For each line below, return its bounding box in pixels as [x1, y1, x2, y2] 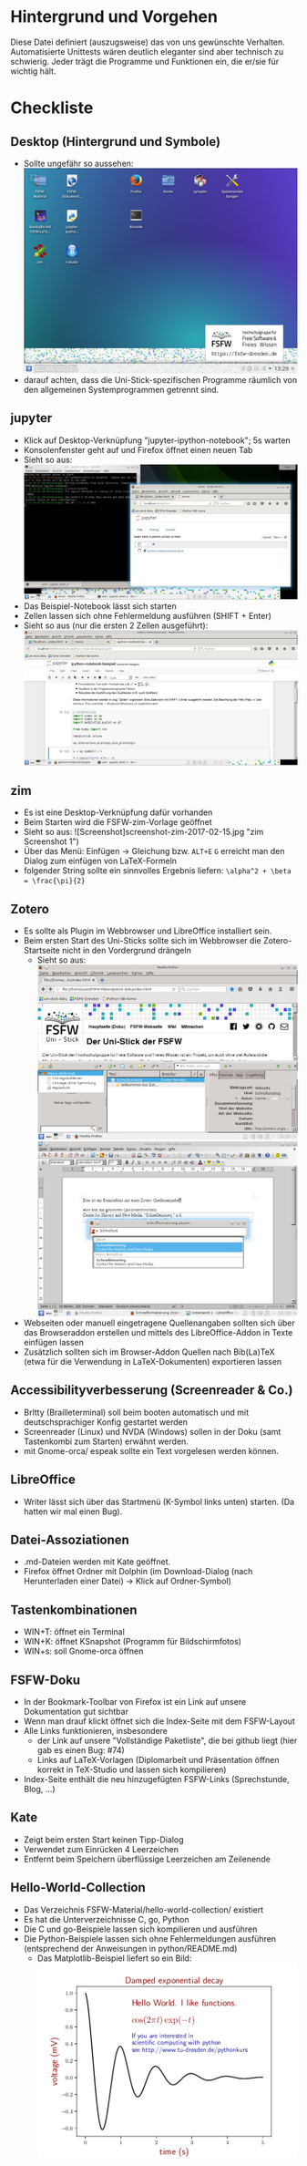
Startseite [23, 945, 60, 956]
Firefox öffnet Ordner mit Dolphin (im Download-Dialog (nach [23, 1566, 253, 1577]
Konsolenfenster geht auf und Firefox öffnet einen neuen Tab [23, 444, 253, 455]
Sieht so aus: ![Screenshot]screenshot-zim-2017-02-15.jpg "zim [23, 827, 264, 838]
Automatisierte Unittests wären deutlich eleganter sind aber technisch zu [10, 46, 284, 57]
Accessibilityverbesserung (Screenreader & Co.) [10, 1383, 293, 1398]
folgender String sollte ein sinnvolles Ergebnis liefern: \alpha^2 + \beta [23, 865, 292, 876]
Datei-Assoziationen [10, 1532, 130, 1547]
